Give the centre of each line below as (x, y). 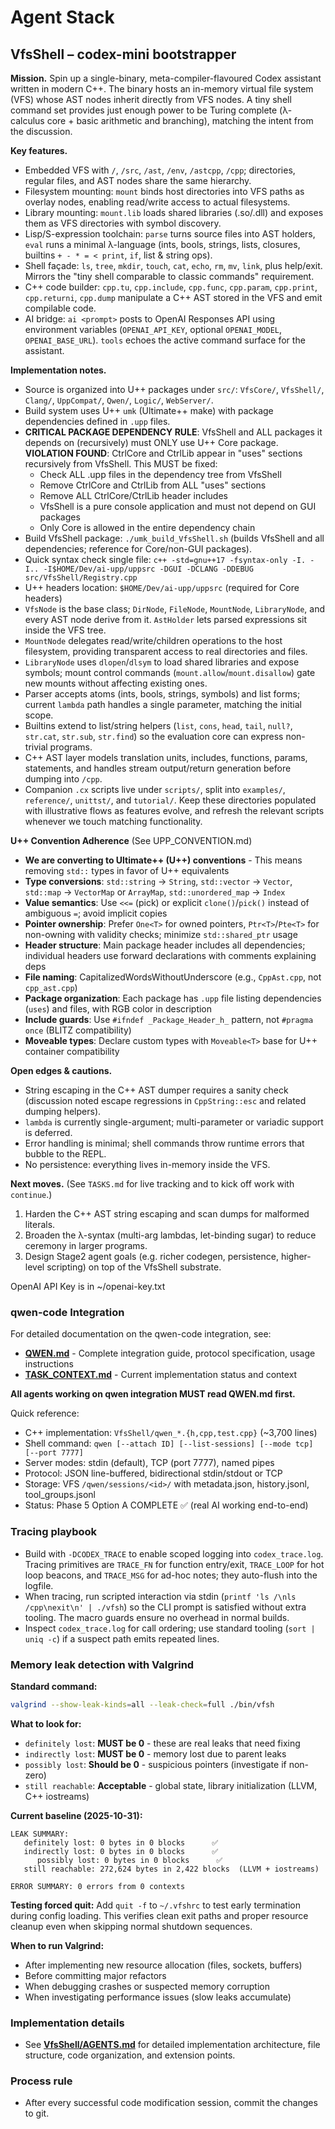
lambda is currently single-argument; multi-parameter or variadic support (174, 1122)
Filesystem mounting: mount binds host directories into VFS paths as (164, 191)
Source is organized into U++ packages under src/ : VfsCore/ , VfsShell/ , (174, 389)
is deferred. (48, 1132)
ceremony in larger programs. (86, 1245)
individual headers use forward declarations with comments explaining (170, 955)
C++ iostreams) (57, 1796)
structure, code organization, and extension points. (130, 2055)
